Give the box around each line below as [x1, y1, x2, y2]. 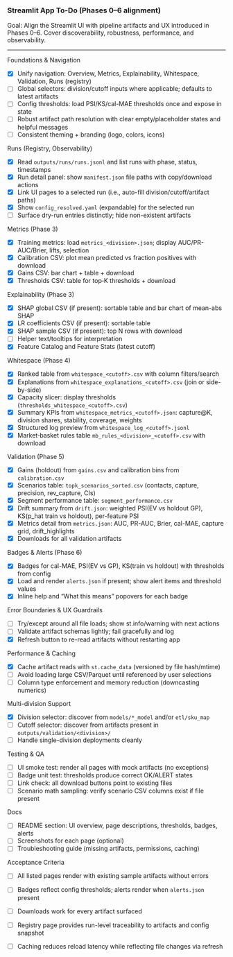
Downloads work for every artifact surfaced [17, 907, 142, 915]
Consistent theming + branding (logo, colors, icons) [17, 130, 165, 139]
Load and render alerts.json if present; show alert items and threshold [17, 577, 222, 585]
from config [17, 569, 51, 578]
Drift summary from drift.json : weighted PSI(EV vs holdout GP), [17, 504, 203, 512]
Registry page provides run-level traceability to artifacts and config [17, 921, 209, 929]
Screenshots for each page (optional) [17, 836, 125, 845]
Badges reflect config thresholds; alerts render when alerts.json [17, 886, 205, 894]
